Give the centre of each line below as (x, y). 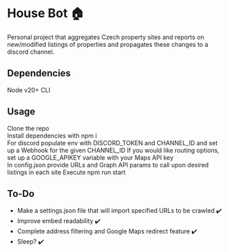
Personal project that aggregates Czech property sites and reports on (106, 37)
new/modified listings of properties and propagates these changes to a (108, 44)
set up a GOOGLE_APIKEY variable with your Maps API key (90, 157)
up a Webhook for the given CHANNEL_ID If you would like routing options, (113, 150)
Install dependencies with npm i (52, 136)
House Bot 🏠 (46, 13)
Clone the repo (28, 128)
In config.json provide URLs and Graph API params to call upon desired (108, 165)
